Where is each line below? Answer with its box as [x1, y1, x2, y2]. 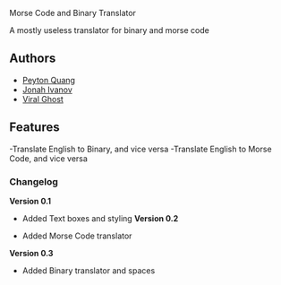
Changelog [9, 175, 58, 187]
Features [9, 120, 60, 135]
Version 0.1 [9, 195, 52, 206]
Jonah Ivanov [21, 84, 73, 95]
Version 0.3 [9, 247, 54, 258]
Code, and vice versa [9, 152, 88, 164]
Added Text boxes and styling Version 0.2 [21, 212, 179, 223]
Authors [9, 51, 56, 66]
